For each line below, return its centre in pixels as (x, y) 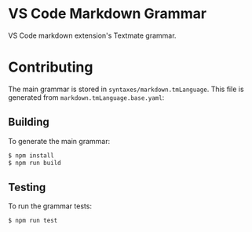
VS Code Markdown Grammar (107, 14)
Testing (27, 187)
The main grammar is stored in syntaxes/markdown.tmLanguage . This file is (126, 89)
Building (29, 122)
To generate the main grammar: (59, 141)
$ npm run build (35, 163)
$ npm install (31, 155)
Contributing (51, 67)
